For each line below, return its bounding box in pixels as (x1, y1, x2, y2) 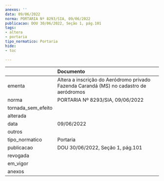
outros (7, 128, 23, 135)
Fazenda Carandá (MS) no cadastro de (57, 83, 146, 90)
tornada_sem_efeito (7, 105, 53, 112)
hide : (5, 44, 16, 48)
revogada (7, 152, 29, 159)
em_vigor (7, 160, 28, 167)
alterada (7, 113, 27, 119)
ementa (7, 83, 25, 90)
